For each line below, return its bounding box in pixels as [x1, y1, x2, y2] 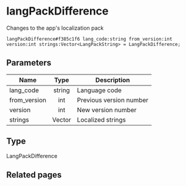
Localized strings [77, 115, 126, 124]
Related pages [6, 170, 62, 180]
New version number [77, 105, 137, 114]
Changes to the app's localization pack [6, 24, 104, 32]
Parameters [6, 58, 52, 68]
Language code [77, 86, 122, 95]
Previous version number [77, 96, 149, 104]
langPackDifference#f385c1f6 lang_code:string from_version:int [6, 36, 173, 42]
